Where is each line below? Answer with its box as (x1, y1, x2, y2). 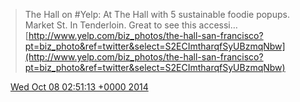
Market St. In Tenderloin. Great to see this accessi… (24, 19, 238, 31)
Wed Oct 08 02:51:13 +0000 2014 (9, 81, 149, 93)
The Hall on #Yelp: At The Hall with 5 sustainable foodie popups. (24, 9, 290, 20)
